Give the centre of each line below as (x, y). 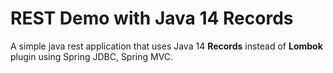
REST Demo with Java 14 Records (152, 18)
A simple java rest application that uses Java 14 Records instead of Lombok (166, 46)
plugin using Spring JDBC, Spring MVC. (92, 56)
